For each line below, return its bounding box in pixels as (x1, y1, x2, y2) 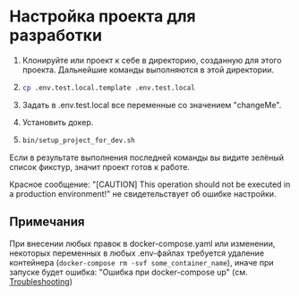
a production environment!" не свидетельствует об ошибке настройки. (9, 188, 277, 199)
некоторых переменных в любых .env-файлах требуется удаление (9, 248, 265, 258)
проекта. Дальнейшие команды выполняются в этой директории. (21, 64, 275, 75)
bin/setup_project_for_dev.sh (21, 136, 136, 145)
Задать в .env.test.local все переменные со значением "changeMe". (21, 99, 282, 110)
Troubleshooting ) (9, 275, 73, 287)
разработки (9, 25, 103, 46)
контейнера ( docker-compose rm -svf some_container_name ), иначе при (9, 257, 275, 267)
